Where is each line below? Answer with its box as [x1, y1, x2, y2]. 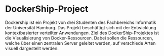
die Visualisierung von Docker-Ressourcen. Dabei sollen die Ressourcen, [5, 35, 153, 41]
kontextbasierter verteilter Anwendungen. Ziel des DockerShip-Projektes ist [5, 30, 159, 36]
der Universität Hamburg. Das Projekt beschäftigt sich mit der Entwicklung [5, 24, 157, 30]
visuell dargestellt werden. [5, 45, 59, 51]
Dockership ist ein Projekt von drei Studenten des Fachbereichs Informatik [5, 19, 157, 25]
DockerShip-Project [5, 3, 88, 15]
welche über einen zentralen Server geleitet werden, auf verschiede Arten [5, 40, 156, 46]
